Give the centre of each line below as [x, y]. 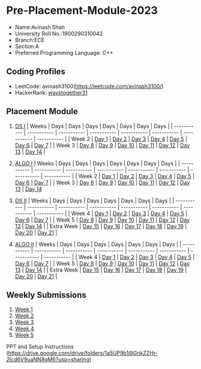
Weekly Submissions [46, 295]
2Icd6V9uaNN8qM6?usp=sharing [48, 359]
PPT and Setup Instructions [40, 347]
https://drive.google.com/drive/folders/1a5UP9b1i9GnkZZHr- [83, 353]
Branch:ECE [30, 40]
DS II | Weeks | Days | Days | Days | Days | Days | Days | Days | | [94, 200]
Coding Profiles [36, 72]
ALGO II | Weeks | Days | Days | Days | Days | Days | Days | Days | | [98, 244]
